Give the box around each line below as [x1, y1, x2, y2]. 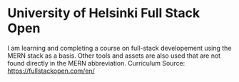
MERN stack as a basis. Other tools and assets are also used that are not [7, 51, 221, 60]
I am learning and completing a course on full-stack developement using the [7, 43, 232, 52]
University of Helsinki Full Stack [7, 5, 200, 21]
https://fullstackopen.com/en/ [7, 66, 95, 75]
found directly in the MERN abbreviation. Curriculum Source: [7, 58, 185, 67]
